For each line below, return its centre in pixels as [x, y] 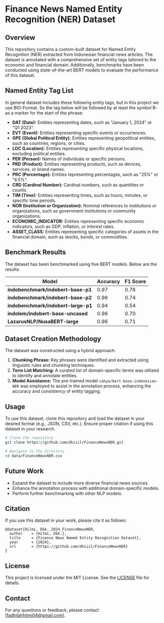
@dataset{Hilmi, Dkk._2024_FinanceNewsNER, [50, 529]
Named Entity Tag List [39, 91]
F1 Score [135, 281]
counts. [20, 190]
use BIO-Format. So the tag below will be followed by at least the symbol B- [81, 108]
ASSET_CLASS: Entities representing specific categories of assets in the [85, 232]
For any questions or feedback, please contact [52, 610]
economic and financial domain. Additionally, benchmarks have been [75, 65]
